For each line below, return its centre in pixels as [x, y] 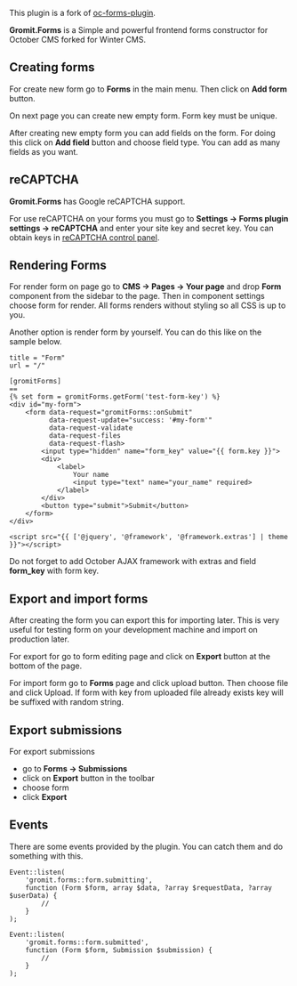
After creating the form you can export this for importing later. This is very [144, 620]
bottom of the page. [46, 666]
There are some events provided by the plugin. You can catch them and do [146, 846]
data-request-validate [91, 428]
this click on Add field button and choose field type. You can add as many [145, 142]
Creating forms [52, 67]
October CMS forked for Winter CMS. [78, 40]
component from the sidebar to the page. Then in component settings [137, 296]
